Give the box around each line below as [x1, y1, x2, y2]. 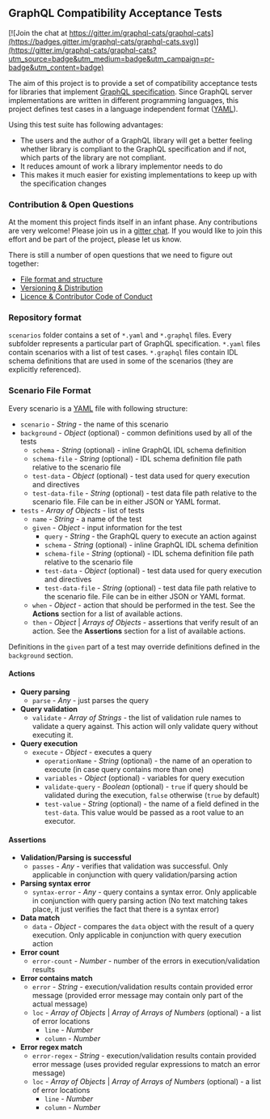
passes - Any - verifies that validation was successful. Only [32, 861, 229, 871]
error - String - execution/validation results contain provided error [32, 982, 253, 992]
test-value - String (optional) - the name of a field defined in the [44, 799, 259, 808]
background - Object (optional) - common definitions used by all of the [19, 427, 253, 437]
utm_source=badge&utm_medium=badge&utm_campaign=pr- [8, 54, 215, 63]
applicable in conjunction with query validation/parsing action [32, 870, 238, 880]
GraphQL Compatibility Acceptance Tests [8, 6, 222, 20]
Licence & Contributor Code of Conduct [19, 292, 153, 302]
